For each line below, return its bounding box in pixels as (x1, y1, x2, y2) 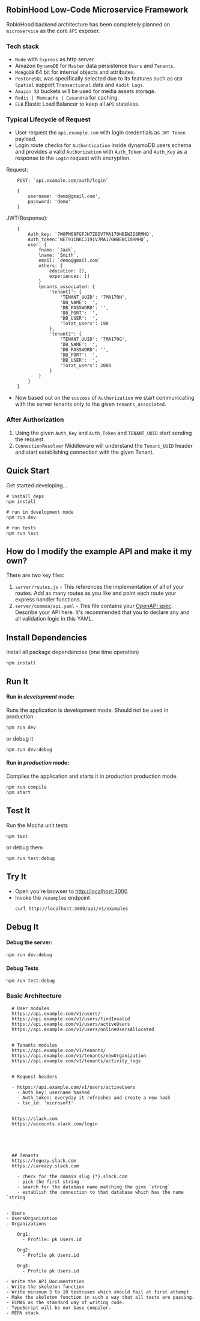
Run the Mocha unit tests (6, 822, 68, 829)
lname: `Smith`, (38, 252, 79, 259)
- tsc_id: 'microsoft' (17, 1100, 74, 1106)
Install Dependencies (6, 633, 87, 643)
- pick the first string (17, 1179, 79, 1185)
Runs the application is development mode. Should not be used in (6, 706, 169, 714)
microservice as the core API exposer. (6, 27, 100, 34)
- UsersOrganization (6, 1215, 58, 1221)
